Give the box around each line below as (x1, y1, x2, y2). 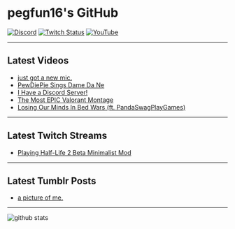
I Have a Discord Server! (17, 88, 88, 96)
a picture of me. (17, 193, 64, 202)
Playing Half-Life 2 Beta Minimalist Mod (17, 148, 131, 156)
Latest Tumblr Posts (7, 175, 97, 186)
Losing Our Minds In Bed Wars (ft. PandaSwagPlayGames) (17, 103, 186, 111)
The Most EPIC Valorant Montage (17, 96, 114, 104)
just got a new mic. (17, 73, 72, 82)
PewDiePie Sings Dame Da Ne (17, 80, 105, 89)
